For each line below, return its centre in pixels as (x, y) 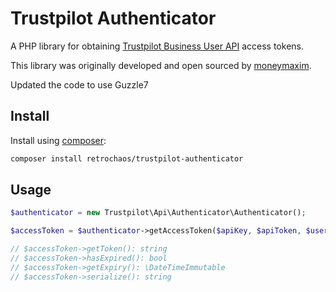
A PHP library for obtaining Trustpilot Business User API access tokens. (157, 46)
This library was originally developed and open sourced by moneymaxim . (161, 65)
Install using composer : (58, 140)
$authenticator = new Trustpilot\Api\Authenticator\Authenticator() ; (158, 213)
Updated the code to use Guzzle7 (79, 84)
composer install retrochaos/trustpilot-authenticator (127, 158)
